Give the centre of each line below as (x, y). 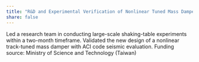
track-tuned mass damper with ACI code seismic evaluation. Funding (90, 46)
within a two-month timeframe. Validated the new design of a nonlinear (93, 40)
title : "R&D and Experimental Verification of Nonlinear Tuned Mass (92, 12)
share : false (22, 17)
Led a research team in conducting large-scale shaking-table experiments (97, 34)
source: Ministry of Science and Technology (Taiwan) (71, 53)
